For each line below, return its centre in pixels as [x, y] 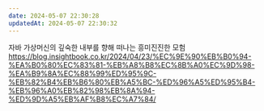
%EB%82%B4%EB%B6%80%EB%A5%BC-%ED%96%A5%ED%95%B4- [132, 82]
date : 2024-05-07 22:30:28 [54, 16]
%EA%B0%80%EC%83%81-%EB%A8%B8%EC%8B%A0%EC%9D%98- [132, 64]
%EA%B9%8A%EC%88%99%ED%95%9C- [83, 73]
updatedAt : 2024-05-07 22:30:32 [63, 23]
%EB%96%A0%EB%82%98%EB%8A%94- [82, 90]
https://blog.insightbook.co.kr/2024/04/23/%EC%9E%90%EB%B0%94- [130, 56]
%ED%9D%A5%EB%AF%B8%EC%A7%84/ [82, 99]
